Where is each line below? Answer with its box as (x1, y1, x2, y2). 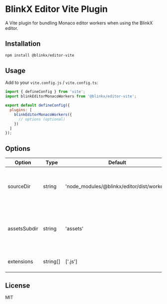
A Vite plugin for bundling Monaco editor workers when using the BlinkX (5, 20, 153, 26)
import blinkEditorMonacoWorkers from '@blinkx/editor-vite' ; (5, 94, 137, 99)
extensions (7, 258, 33, 265)
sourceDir (7, 183, 31, 190)
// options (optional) (18, 117, 66, 122)
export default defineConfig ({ (5, 103, 70, 108)
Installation (5, 40, 41, 48)
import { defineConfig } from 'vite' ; (5, 89, 85, 94)
